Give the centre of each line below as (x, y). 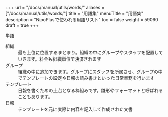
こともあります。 (35, 97)
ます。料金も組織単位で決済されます (64, 59)
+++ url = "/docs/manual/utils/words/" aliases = (55, 7)
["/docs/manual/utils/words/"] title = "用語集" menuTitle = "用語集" (74, 13)
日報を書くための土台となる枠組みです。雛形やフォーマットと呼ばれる (91, 91)
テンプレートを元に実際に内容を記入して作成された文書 (75, 109)
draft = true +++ (22, 25)
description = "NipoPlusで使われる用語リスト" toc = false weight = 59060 (82, 19)
